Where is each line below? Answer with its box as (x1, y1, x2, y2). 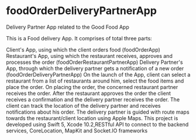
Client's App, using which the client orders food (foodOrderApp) (6, 46, 161, 53)
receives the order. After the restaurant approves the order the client (6, 90, 171, 97)
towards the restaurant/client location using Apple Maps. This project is (6, 114, 178, 121)
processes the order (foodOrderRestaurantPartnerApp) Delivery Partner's (6, 59, 183, 66)
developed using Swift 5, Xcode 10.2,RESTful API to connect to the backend (6, 121, 189, 128)
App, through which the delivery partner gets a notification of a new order (6, 64, 184, 71)
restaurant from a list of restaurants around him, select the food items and (6, 77, 184, 84)
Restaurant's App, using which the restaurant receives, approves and (6, 52, 173, 59)
